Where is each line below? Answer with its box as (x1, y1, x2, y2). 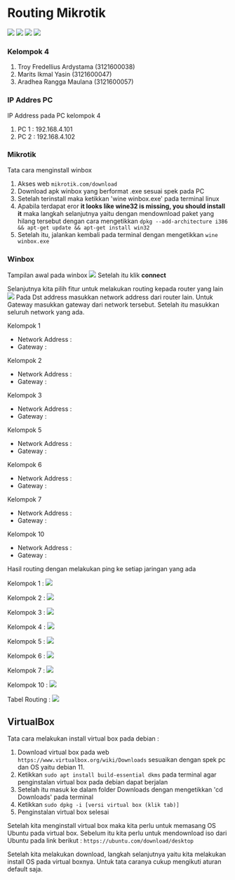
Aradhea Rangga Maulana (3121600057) (17, 77, 134, 86)
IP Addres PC (7, 95, 53, 105)
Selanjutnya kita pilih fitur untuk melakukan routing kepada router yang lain (7, 285, 223, 293)
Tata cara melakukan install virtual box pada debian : (7, 734, 159, 743)
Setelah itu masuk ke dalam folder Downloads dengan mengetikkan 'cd (17, 785, 223, 793)
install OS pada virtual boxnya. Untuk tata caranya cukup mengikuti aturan (7, 857, 222, 866)
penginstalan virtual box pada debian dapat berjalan (17, 777, 168, 786)
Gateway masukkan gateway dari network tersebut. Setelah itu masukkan (7, 300, 220, 309)
